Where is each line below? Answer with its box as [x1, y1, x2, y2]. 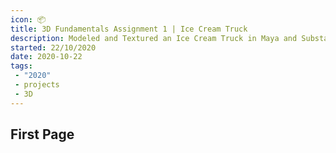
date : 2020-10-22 [10, 52, 83, 62]
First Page [10, 126, 75, 143]
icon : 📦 [10, 14, 47, 25]
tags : [10, 61, 33, 71]
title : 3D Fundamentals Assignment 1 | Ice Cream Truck [10, 24, 248, 34]
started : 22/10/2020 [10, 42, 97, 53]
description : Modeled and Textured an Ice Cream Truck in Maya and [10, 33, 298, 43]
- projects [14, 80, 60, 90]
